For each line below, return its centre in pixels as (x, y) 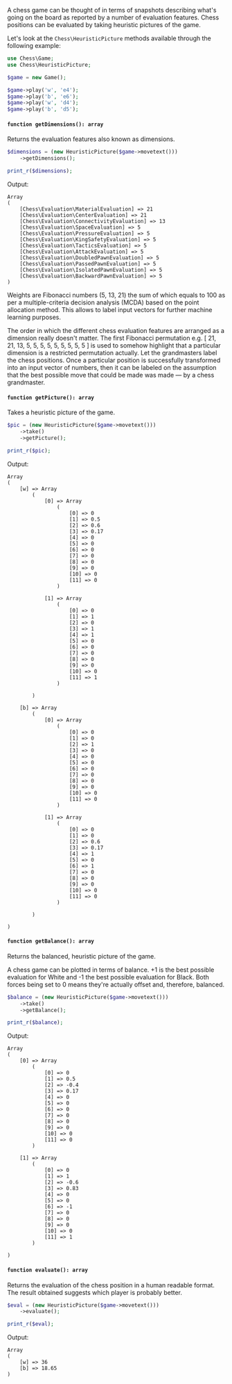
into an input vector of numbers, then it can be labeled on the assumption (112, 367)
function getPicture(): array (51, 398)
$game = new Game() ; (37, 77)
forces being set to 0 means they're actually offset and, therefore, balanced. (116, 984)
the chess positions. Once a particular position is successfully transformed (114, 360)
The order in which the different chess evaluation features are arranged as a (116, 330)
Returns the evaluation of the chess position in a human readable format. (111, 1285)
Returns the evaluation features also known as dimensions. (91, 139)
